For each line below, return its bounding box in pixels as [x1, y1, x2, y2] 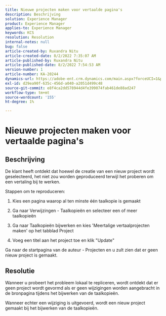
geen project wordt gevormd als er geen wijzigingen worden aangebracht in [5, 285, 160, 291]
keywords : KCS [5, 30, 35, 35]
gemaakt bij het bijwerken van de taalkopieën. [5, 305, 99, 311]
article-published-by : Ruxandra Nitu [5, 58, 83, 63]
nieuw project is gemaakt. [5, 252, 58, 258]
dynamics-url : [5, 76, 35, 81]
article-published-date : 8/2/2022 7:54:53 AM [5, 62, 100, 67]
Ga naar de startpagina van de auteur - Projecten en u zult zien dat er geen [5, 247, 158, 253]
